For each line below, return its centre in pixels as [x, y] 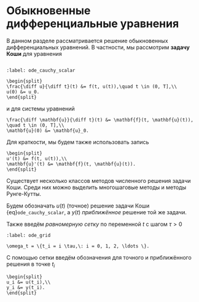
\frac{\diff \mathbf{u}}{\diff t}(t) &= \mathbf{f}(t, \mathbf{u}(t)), [100, 120]
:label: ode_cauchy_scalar [41, 70]
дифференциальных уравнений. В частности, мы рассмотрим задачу [98, 47]
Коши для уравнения [34, 53]
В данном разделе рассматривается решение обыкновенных [87, 41]
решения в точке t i [31, 265]
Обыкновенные [49, 11]
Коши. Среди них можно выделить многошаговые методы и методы [96, 187]
